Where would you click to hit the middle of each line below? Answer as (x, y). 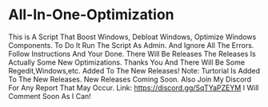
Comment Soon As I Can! (50, 96)
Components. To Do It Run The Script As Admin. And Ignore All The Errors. (131, 45)
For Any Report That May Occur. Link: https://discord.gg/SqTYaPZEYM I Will (134, 87)
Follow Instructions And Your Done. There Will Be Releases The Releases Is (132, 53)
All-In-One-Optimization (91, 15)
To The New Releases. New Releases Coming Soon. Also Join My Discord (130, 79)
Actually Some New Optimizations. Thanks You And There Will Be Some (127, 62)
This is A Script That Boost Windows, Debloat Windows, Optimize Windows (132, 37)
